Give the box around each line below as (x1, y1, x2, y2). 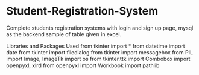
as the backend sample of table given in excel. (6, 30, 122, 37)
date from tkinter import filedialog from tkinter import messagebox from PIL (6, 48, 194, 56)
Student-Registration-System (6, 4, 159, 18)
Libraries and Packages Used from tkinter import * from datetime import (6, 42, 185, 50)
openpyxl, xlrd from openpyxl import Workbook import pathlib (6, 62, 160, 69)
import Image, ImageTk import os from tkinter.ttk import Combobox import (6, 55, 191, 62)
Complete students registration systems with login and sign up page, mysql (6, 24, 194, 31)
